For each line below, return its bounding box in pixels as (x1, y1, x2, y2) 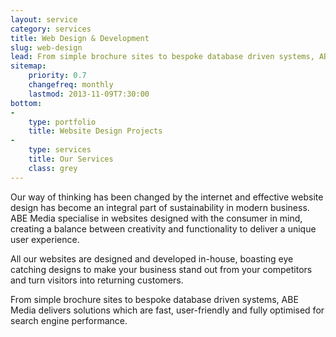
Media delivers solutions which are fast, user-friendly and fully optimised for (10, 304, 325, 316)
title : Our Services (28, 154, 114, 164)
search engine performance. (10, 314, 128, 326)
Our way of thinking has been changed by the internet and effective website (10, 191, 324, 203)
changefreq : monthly (28, 80, 114, 90)
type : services (28, 145, 92, 155)
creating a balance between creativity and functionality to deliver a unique (10, 222, 317, 235)
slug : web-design (10, 42, 83, 53)
